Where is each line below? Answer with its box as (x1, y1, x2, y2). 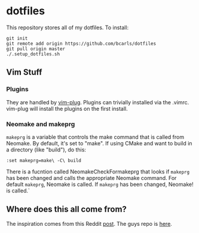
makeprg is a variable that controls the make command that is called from (6, 133, 184, 141)
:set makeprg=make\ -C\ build (6, 157, 82, 163)
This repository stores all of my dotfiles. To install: (6, 24, 129, 31)
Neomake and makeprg (6, 120, 75, 128)
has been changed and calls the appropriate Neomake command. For (6, 174, 177, 181)
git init (6, 35, 28, 41)
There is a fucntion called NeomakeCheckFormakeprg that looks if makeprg (6, 168, 190, 175)
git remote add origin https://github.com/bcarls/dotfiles (6, 41, 157, 46)
